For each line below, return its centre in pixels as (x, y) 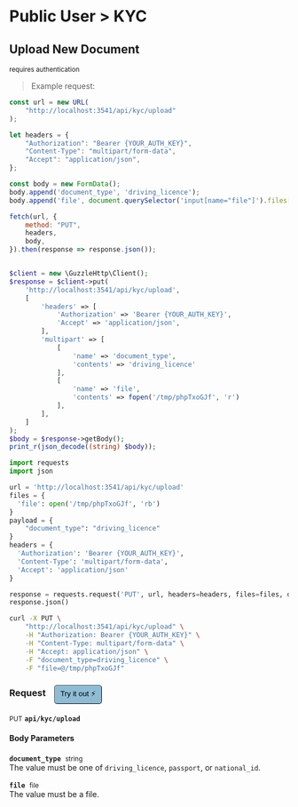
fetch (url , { (33, 216)
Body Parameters (42, 739)
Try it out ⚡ (78, 694)
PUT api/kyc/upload (45, 719)
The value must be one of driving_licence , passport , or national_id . (135, 767)
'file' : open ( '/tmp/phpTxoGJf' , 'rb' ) (89, 504)
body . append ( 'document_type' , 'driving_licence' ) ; (105, 192)
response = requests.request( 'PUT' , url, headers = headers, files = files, (146, 594)
